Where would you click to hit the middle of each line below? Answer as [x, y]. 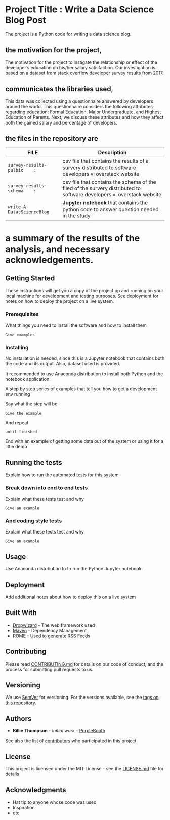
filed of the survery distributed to [101, 188]
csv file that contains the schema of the [109, 182]
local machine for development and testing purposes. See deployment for [82, 296]
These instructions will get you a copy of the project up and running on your [84, 291]
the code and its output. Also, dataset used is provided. [63, 363]
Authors [18, 719]
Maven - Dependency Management [50, 630]
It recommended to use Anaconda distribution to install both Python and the [84, 374]
